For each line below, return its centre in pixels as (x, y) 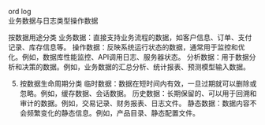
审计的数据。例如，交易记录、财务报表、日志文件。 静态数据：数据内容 (134, 103)
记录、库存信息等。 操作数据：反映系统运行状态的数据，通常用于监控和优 (127, 47)
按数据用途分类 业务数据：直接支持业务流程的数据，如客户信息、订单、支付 (130, 37)
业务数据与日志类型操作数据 (53, 20)
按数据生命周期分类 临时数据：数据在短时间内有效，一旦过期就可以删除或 (138, 83)
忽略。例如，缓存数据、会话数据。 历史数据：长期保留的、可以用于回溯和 (138, 93)
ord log (20, 11)
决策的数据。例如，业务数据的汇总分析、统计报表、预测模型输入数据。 (136, 67)
